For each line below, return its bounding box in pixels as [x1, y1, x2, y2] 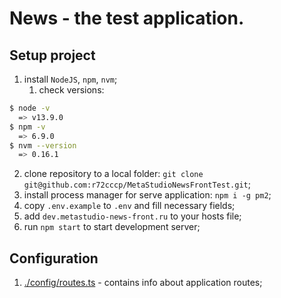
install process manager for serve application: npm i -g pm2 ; [23, 189, 272, 201]
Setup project [9, 47, 96, 64]
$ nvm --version [9, 140, 77, 151]
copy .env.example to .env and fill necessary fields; [23, 200, 236, 212]
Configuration [9, 250, 99, 267]
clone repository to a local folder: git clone [23, 168, 204, 180]
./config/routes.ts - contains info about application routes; [23, 277, 263, 289]
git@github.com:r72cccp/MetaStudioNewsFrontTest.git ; [23, 178, 251, 191]
